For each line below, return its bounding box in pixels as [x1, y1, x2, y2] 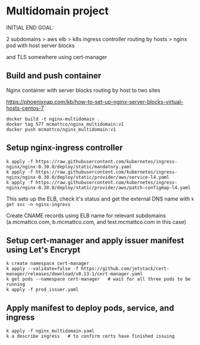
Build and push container [6, 70, 101, 81]
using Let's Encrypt [6, 245, 81, 255]
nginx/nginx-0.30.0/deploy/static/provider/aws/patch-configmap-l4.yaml [6, 184, 191, 190]
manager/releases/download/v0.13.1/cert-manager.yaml [6, 271, 143, 277]
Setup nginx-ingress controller [6, 143, 124, 153]
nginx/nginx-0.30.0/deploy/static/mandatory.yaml [6, 164, 133, 170]
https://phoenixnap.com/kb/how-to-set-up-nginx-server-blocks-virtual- [6, 98, 184, 105]
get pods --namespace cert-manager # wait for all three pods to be [11, 276, 191, 282]
